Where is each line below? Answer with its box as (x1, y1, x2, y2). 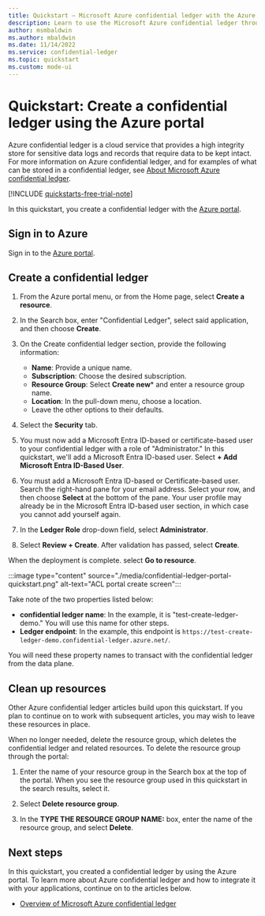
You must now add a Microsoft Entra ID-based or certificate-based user (19, 435, 254, 445)
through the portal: (8, 752, 69, 761)
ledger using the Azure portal (8, 114, 205, 131)
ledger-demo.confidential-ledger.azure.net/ (19, 637, 169, 645)
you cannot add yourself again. (19, 510, 121, 519)
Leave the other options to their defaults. (31, 405, 164, 415)
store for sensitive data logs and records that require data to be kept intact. (8, 148, 252, 158)
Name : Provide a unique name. (31, 363, 132, 372)
